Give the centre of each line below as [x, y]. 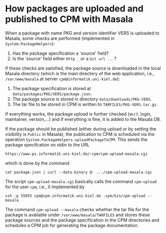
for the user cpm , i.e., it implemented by [45, 187]
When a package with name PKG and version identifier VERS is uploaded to [83, 33]
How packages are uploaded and [74, 9]
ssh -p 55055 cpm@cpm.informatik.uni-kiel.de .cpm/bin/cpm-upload [75, 196]
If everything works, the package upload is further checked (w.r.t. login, [79, 114]
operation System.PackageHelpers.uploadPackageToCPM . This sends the [76, 139]
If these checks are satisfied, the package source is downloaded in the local [83, 68]
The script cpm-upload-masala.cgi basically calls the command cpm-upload [81, 181]
